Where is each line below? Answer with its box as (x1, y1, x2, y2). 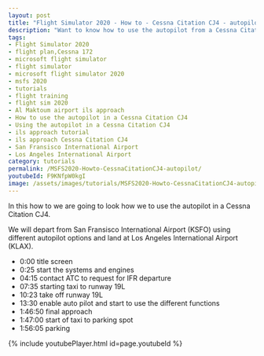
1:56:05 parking (19, 323, 71, 332)
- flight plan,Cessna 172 (8, 48, 93, 56)
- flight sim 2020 (8, 99, 68, 107)
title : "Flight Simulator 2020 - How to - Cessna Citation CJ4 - (8, 19, 226, 27)
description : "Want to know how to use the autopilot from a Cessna (8, 26, 237, 34)
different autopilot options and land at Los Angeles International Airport (8, 233, 238, 242)
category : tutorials (8, 158, 76, 166)
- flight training (8, 92, 68, 100)
